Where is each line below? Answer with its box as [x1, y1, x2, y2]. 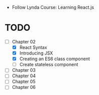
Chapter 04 [12, 73, 36, 79]
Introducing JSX [19, 50, 53, 56]
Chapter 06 [12, 84, 36, 90]
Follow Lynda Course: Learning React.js [12, 5, 94, 10]
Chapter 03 [12, 67, 36, 73]
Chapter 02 [12, 38, 36, 44]
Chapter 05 [12, 78, 36, 85]
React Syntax [19, 44, 47, 50]
